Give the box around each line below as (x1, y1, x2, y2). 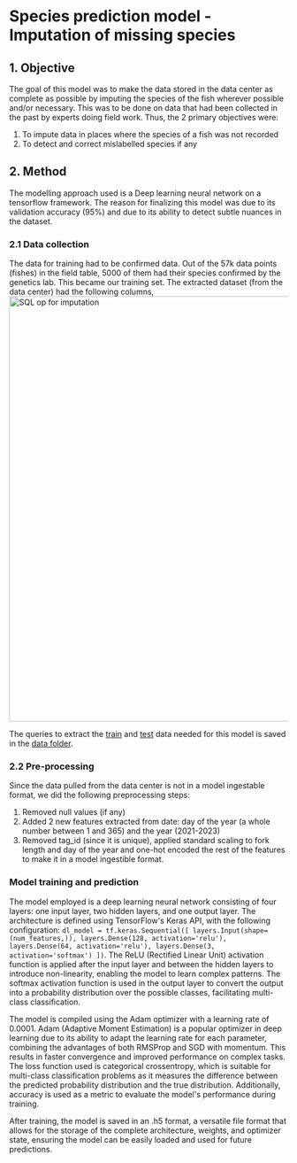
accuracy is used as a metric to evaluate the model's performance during (9, 1089, 277, 1099)
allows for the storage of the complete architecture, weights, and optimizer (9, 1125, 281, 1136)
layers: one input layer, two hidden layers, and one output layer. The (9, 905, 256, 916)
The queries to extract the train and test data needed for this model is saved (9, 729, 286, 740)
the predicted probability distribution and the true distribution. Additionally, (9, 1079, 281, 1090)
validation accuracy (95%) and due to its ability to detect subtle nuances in (9, 206, 282, 217)
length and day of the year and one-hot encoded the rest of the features (21, 844, 286, 856)
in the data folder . (9, 738, 73, 749)
